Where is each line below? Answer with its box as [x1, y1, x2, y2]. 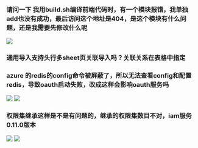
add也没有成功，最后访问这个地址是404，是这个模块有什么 [6, 14, 180, 22]
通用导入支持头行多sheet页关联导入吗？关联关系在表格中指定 [6, 53, 186, 62]
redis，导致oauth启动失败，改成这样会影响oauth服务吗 [6, 81, 169, 89]
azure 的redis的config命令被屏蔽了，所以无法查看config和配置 [6, 72, 192, 80]
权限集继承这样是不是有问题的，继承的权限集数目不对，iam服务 [6, 112, 192, 120]
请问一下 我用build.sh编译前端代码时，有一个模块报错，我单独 [6, 5, 189, 13]
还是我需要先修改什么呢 [18, 23, 88, 32]
